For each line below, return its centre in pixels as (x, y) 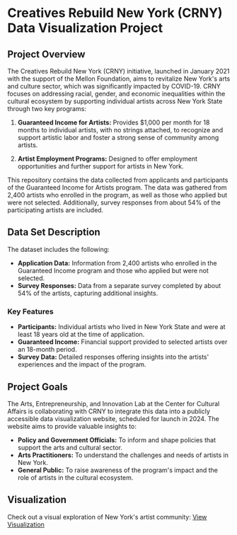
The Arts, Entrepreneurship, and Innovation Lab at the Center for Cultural (114, 403)
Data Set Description (54, 232)
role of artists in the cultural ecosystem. (75, 477)
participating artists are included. (56, 210)
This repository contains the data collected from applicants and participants (118, 180)
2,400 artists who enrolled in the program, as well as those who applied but (117, 195)
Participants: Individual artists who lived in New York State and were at (121, 327)
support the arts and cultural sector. (70, 447)
